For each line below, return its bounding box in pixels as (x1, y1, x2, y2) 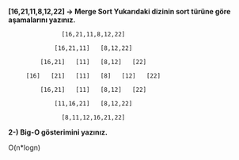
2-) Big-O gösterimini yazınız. (8, 128, 108, 137)
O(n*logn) (8, 143, 41, 152)
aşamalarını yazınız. (8, 15, 76, 25)
